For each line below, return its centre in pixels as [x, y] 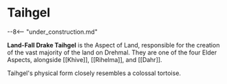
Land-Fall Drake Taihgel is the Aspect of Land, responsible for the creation [113, 45]
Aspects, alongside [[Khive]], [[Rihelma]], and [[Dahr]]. [85, 59]
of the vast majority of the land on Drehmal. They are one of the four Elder [112, 52]
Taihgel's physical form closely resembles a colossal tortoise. [94, 73]
